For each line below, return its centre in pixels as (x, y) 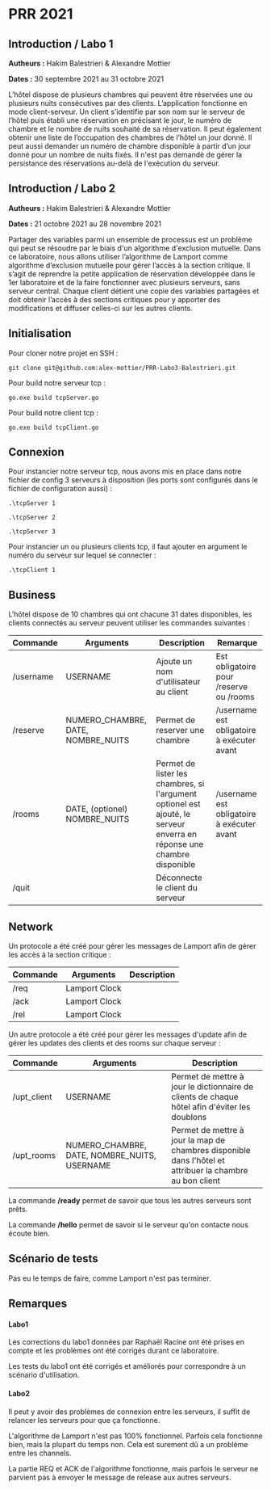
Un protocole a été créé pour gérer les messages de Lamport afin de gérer (132, 946)
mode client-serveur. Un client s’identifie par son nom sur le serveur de (127, 112)
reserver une (180, 730)
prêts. (18, 1210)
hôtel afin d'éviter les (211, 1107)
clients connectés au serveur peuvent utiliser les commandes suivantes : (129, 623)
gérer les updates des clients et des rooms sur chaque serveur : (115, 1043)
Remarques (38, 1304)
